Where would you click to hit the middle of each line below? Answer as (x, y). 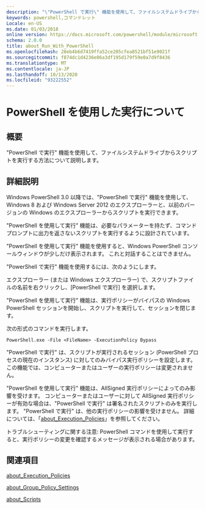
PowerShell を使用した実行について (95, 112)
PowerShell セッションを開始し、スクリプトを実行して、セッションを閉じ (99, 308)
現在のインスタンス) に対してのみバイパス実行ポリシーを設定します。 (109, 360)
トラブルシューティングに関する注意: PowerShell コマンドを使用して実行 (97, 431)
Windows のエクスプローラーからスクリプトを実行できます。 (105, 212)
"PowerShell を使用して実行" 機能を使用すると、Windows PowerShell (94, 246)
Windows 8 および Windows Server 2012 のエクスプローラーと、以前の (95, 205)
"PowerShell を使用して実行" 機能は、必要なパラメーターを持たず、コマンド (102, 225)
